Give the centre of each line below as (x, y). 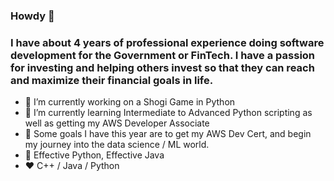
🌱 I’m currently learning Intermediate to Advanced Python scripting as (168, 113)
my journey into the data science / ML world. (117, 145)
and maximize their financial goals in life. (112, 80)
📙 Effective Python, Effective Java (94, 155)
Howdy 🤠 (32, 16)
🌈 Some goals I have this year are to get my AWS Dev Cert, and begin (168, 134)
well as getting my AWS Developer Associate (117, 123)
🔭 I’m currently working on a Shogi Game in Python (130, 102)
